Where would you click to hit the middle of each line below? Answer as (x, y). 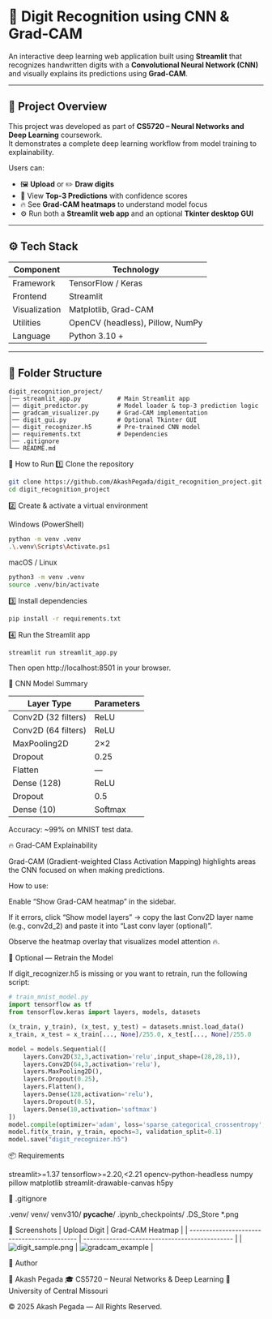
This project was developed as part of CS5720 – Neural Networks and (126, 126)
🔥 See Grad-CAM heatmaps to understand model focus (114, 204)
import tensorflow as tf (50, 1005)
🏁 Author (23, 1263)
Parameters (117, 703)
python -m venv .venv (45, 539)
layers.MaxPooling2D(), (63, 1072)
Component (37, 269)
